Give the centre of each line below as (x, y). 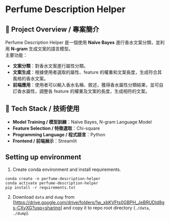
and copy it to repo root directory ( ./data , (107, 208)
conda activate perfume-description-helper (52, 183)
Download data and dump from (44, 197)
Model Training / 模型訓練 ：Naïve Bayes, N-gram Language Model (82, 122)
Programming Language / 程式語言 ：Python (59, 134)
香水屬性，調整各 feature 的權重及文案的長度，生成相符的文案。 (83, 91)
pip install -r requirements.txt (40, 188)
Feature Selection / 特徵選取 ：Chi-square (56, 128)
